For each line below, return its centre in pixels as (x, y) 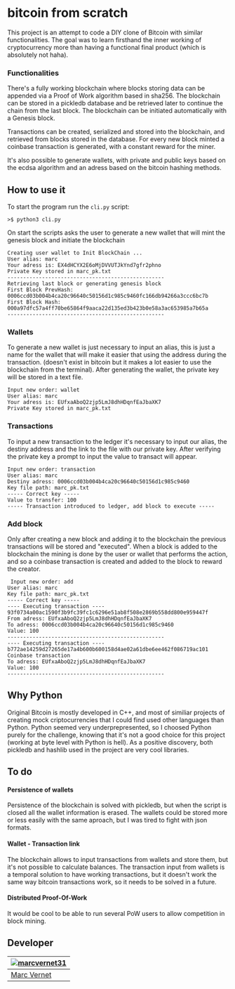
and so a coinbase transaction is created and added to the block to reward (115, 561)
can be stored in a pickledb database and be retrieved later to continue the (115, 103)
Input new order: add (42, 582)
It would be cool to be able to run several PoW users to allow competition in (116, 913)
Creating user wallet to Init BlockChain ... (75, 253)
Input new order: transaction (52, 469)
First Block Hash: (34, 302)
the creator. (24, 569)
